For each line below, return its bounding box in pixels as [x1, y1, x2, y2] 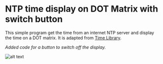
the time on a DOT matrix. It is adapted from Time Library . [5, 35, 122, 41]
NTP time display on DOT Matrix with [5, 3, 159, 15]
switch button [5, 14, 63, 25]
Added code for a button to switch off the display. [5, 44, 106, 50]
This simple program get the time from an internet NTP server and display [5, 30, 155, 35]
